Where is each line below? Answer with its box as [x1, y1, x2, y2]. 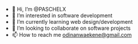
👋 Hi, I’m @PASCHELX [11, 6, 67, 12]
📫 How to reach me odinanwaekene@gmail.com [11, 32, 132, 38]
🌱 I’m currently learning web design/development [11, 18, 133, 25]
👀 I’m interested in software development [11, 12, 113, 19]
